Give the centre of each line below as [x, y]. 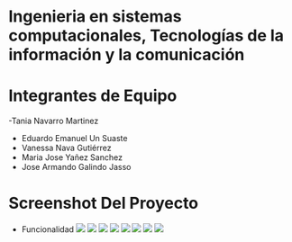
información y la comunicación [127, 55]
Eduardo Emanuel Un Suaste [74, 139]
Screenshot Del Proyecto [104, 203]
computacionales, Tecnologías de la [146, 36]
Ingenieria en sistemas [95, 17]
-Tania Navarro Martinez [54, 121]
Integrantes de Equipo [93, 96]
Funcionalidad [47, 229]
